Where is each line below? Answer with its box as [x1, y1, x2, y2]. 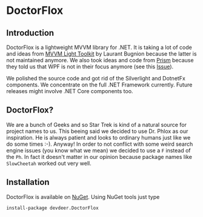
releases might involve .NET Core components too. [6, 88, 133, 94]
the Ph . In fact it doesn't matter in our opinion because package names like [6, 153, 193, 160]
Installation [6, 177, 50, 187]
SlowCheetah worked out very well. [6, 160, 92, 167]
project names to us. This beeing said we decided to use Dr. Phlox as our [6, 128, 188, 135]
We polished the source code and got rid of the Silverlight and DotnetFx [6, 75, 186, 82]
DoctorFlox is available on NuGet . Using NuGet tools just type [6, 193, 160, 200]
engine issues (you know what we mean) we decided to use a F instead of [6, 146, 191, 154]
